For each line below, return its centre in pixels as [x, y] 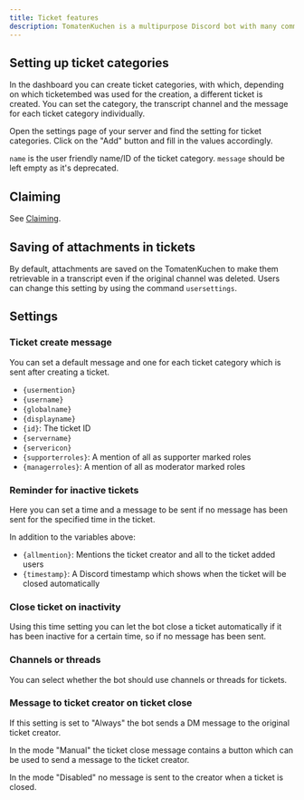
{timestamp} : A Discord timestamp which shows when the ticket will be [154, 573]
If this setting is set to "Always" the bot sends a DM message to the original [150, 723]
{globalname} [47, 409]
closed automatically [61, 583]
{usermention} [49, 390]
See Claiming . [35, 219]
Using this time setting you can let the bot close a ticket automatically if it [146, 627]
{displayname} [49, 419]
